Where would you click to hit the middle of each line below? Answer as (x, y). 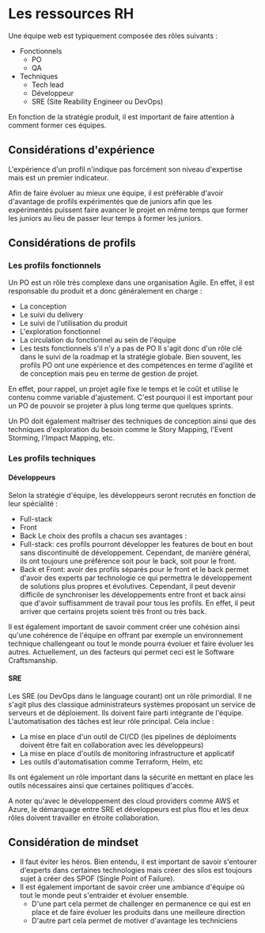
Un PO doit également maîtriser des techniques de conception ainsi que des (132, 421)
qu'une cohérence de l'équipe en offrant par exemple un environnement (126, 635)
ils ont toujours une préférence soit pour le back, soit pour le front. (128, 561)
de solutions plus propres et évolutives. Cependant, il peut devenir (127, 586)
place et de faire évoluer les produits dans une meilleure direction (138, 912)
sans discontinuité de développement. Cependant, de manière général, (135, 552)
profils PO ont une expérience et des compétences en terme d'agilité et (136, 366)
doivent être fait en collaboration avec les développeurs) (112, 745)
